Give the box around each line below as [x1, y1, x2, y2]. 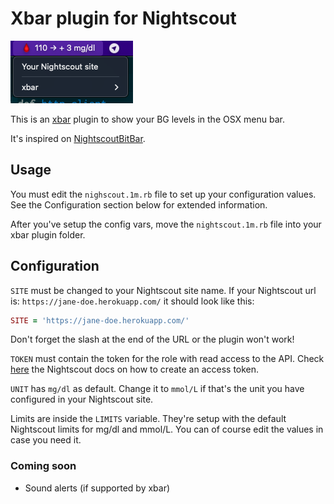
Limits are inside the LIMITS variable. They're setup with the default [10, 413, 287, 425]
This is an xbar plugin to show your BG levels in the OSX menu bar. [10, 113, 285, 125]
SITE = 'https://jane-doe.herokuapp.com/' [10, 315, 190, 326]
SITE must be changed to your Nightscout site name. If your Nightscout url [10, 284, 317, 296]
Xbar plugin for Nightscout [10, 7, 237, 30]
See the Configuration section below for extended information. [10, 198, 268, 211]
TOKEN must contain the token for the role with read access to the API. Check [10, 353, 325, 365]
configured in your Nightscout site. [10, 393, 154, 406]
